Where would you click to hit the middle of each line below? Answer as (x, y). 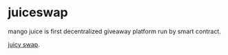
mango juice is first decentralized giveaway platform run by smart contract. (114, 31)
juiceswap (38, 13)
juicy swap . (24, 44)
